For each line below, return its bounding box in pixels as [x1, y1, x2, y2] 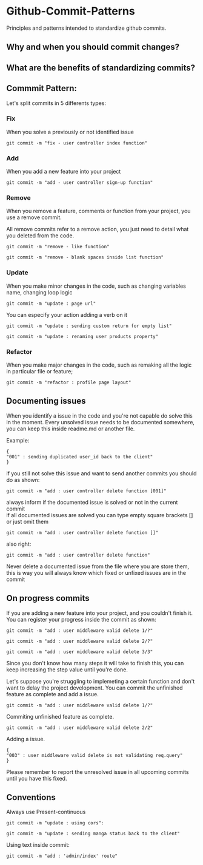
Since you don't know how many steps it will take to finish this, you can [6, 659, 184, 667]
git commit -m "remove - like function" [6, 244, 110, 250]
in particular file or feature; [6, 368, 73, 375]
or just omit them [6, 518, 49, 525]
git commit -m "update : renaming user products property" [6, 333, 159, 339]
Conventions [6, 792, 56, 802]
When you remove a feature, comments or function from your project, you [6, 208, 191, 215]
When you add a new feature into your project [6, 168, 121, 175]
